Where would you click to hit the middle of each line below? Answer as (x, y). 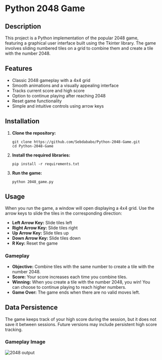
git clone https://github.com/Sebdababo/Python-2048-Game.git (76, 142)
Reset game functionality (37, 101)
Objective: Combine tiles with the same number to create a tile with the (83, 266)
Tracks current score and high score (48, 91)
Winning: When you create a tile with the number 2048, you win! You (81, 282)
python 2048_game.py (33, 182)
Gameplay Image (25, 342)
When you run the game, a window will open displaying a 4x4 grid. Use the (80, 208)
